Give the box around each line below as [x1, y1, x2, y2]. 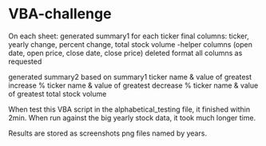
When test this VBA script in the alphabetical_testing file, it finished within [8, 105, 250, 114]
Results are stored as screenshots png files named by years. [8, 128, 208, 138]
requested [8, 57, 42, 66]
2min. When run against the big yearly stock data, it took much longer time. [8, 112, 256, 122]
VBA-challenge [8, 5, 112, 23]
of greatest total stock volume [8, 89, 107, 98]
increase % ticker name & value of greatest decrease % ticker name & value [8, 81, 259, 90]
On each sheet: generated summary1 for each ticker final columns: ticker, [8, 31, 249, 41]
